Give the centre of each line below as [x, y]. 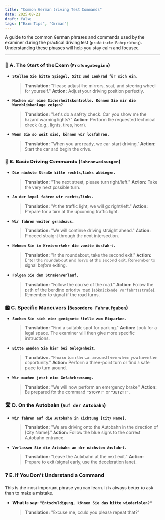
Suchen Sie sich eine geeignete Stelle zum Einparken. [69, 319]
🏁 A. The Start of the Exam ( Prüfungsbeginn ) [58, 65]
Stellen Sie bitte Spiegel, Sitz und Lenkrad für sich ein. [75, 76]
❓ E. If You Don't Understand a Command [55, 475]
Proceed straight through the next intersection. [72, 236]
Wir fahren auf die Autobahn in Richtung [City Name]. [69, 418]
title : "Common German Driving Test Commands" [54, 10]
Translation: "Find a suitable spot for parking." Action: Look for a [91, 328]
